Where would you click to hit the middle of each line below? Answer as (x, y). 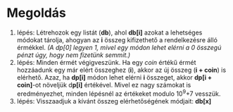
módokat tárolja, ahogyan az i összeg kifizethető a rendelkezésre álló (117, 39)
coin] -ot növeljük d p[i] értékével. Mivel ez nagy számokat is (104, 85)
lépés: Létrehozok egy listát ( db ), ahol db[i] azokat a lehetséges (109, 32)
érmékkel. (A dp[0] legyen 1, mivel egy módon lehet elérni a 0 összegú (119, 47)
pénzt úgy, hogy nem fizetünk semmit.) (74, 55)
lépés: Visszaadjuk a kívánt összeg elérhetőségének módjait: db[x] (114, 101)
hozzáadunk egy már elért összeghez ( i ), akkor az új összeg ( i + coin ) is (121, 70)
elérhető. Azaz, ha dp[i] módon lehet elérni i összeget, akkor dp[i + (114, 77)
